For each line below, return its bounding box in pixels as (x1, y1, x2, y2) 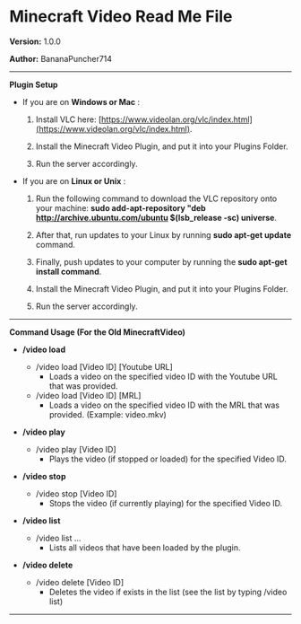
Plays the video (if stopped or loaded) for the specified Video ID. (48, 453, 287, 464)
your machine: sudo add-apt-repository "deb (35, 202, 206, 213)
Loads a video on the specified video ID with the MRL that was (48, 400, 280, 410)
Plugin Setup (9, 79, 58, 90)
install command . (35, 266, 102, 277)
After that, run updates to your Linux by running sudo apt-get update (35, 229, 292, 240)
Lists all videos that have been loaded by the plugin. (48, 541, 241, 553)
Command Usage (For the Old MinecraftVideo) (9, 326, 186, 338)
